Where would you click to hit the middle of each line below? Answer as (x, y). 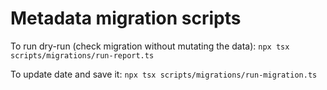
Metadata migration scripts (126, 18)
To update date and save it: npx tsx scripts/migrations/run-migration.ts (164, 74)
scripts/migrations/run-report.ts (82, 55)
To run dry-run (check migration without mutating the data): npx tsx (150, 46)
